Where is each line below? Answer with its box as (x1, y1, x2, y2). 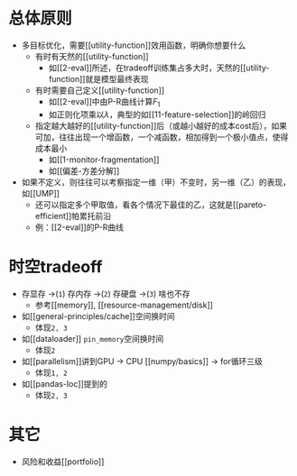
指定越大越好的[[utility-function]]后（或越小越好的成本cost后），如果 (34, 120, 288, 131)
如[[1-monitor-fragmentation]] (48, 154, 160, 165)
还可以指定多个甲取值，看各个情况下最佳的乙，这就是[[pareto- (34, 199, 267, 210)
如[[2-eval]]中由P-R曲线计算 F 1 (48, 96, 161, 109)
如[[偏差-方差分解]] (48, 165, 120, 176)
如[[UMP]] (21, 188, 60, 198)
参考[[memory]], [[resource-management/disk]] (34, 299, 214, 310)
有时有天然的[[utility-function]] (34, 50, 150, 61)
